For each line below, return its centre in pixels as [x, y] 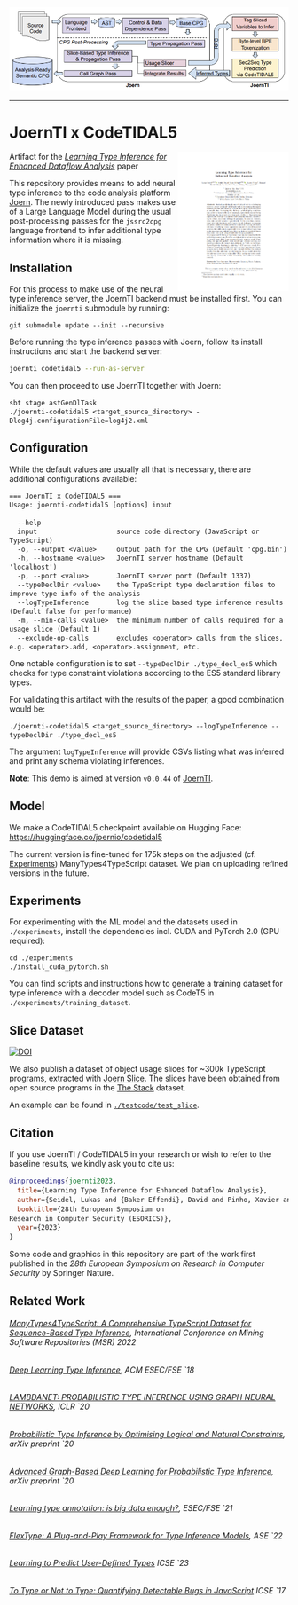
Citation [32, 1133]
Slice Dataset [47, 1031]
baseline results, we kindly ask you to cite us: [92, 1164]
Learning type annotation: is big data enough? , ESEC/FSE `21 [121, 1508]
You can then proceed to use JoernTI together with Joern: [115, 385]
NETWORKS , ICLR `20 [50, 1407]
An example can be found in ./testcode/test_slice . [104, 1105]
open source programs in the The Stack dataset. [98, 1088]
